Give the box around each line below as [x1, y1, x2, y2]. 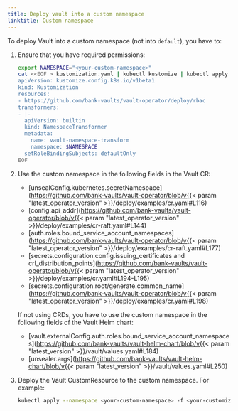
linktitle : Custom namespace [7, 17, 94, 24]
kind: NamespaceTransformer [24, 124, 108, 131]
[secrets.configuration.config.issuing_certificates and [28, 251, 185, 260]
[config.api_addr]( [28, 205, 82, 214]
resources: [17, 90, 50, 97]
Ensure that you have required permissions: [17, 50, 146, 59]
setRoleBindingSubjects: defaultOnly [24, 150, 136, 157]
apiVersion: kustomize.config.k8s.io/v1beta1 [17, 78, 155, 85]
